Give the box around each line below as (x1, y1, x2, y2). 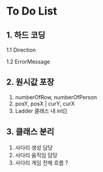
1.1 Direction (6, 47, 36, 53)
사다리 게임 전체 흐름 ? (15, 159, 68, 166)
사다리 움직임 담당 (15, 151, 58, 159)
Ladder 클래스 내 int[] (15, 107, 67, 114)
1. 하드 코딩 (6, 30, 45, 40)
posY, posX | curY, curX (15, 100, 75, 107)
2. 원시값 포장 (6, 77, 55, 87)
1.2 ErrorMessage (6, 58, 50, 65)
